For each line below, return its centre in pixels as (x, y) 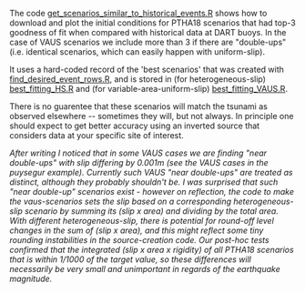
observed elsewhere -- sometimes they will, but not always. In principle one (152, 116)
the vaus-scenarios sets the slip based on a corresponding (121, 201)
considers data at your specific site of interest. (97, 135)
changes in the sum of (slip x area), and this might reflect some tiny (137, 230)
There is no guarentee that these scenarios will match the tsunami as (139, 106)
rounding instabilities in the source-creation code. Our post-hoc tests (140, 240)
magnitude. (31, 278)
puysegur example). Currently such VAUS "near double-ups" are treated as (151, 172)
